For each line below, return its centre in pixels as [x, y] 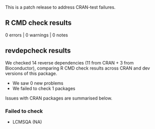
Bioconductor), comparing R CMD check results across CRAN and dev [77, 68]
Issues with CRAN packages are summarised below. [59, 98]
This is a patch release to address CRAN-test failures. [60, 7]
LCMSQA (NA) [27, 121]
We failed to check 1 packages [44, 88]
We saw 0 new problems [38, 83]
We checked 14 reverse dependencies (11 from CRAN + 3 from [69, 62]
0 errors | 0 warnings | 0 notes [37, 35]
